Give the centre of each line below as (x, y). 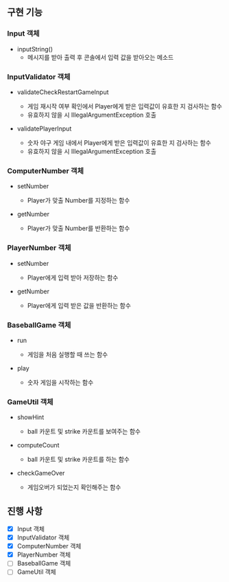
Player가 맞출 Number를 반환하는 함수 (79, 228)
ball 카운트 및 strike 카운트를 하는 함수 (79, 460)
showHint (31, 417)
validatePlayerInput (44, 128)
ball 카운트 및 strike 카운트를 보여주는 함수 (84, 432)
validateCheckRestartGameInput (63, 92)
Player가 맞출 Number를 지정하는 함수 (79, 201)
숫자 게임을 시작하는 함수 (60, 382)
